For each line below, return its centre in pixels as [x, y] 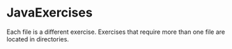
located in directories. [38, 39]
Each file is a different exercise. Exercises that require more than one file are [116, 32]
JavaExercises [50, 13]
